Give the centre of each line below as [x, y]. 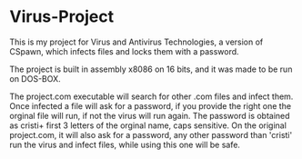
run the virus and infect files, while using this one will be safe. [125, 144]
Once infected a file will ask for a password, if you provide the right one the [151, 105]
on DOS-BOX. [35, 78]
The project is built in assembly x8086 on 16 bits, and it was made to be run [151, 69]
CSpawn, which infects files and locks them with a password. [124, 51]
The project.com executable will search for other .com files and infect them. [151, 96]
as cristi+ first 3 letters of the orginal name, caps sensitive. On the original [148, 125]
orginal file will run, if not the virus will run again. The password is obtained [150, 115]
